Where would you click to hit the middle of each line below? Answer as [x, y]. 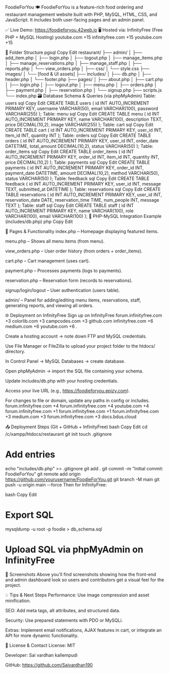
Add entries [30, 455]
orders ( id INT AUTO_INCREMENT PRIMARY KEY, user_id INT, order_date [82, 141]
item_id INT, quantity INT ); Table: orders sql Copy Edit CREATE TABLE [78, 135]
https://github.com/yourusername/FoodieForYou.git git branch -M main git [82, 479]
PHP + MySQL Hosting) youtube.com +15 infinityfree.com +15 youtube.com [84, 37]
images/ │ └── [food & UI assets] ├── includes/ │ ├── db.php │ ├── [78, 74]
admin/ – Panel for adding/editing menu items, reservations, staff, [73, 300]
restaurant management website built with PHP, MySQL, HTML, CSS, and [81, 14]
